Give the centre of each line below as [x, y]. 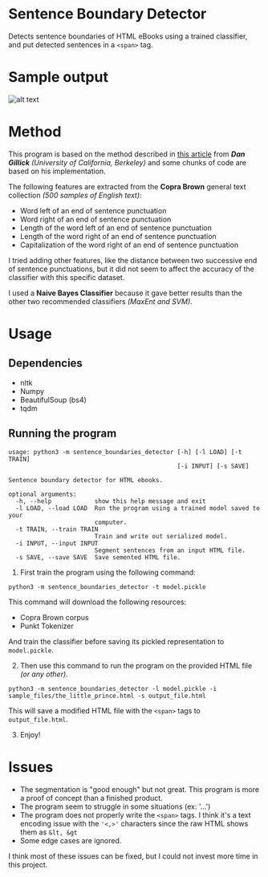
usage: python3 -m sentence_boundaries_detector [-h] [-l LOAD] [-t [125, 452]
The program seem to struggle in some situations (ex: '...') [115, 806]
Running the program [63, 434]
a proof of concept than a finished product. [91, 798]
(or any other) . [44, 674]
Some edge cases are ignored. [71, 840]
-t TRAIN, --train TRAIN [57, 529]
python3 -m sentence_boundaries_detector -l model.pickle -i [113, 688]
